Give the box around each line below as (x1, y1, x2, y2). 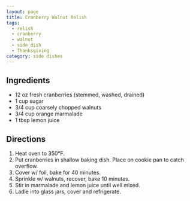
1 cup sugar (14, 98, 44, 105)
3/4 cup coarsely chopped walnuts (14, 104, 102, 111)
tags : (6, 20, 20, 26)
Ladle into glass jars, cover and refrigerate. (14, 188, 121, 195)
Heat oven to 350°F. (14, 150, 65, 157)
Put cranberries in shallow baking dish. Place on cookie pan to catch (14, 156, 185, 163)
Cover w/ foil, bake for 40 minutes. (14, 169, 101, 176)
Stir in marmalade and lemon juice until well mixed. (14, 182, 141, 189)
